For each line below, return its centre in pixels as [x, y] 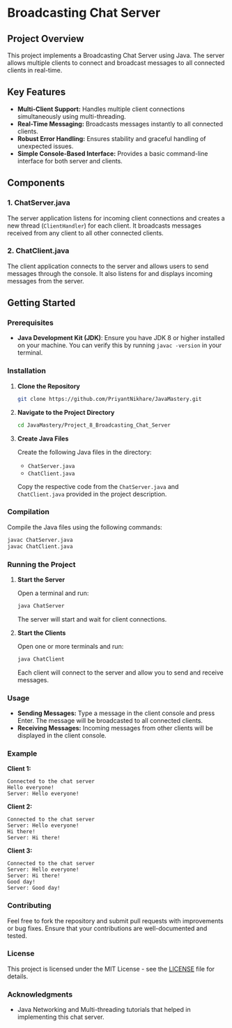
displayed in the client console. [62, 735]
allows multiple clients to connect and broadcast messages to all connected [116, 63]
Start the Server [41, 579]
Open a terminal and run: [53, 593]
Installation [27, 371]
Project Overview [46, 39]
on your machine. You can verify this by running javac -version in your [119, 345]
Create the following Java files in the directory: [84, 452]
